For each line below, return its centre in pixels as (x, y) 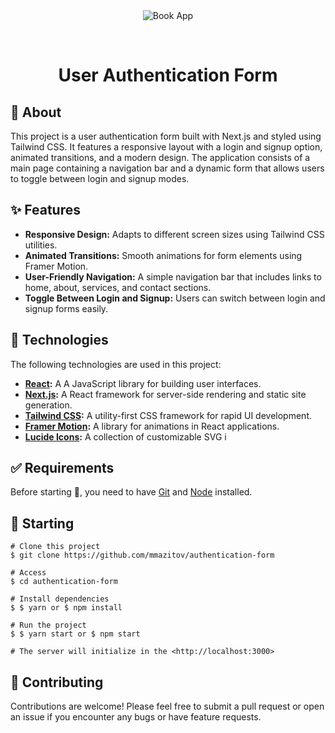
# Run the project (48, 625)
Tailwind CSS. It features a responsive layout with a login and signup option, (166, 147)
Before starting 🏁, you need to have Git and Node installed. (131, 492)
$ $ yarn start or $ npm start (75, 634)
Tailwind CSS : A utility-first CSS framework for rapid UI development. (168, 415)
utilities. (41, 245)
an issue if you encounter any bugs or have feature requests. (136, 717)
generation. (48, 405)
